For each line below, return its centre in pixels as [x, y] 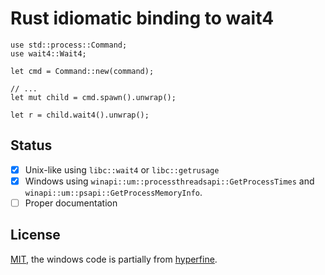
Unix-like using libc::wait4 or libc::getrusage [122, 169]
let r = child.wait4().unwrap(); [80, 115]
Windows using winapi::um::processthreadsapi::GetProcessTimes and [169, 181]
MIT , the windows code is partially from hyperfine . [114, 259]
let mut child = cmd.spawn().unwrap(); [93, 97]
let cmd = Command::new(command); [82, 71]
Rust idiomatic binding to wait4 [142, 18]
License [35, 235]
